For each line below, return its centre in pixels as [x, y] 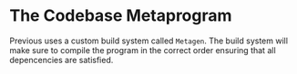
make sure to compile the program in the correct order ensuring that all [143, 50]
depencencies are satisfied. [61, 60]
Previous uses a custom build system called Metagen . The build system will [149, 41]
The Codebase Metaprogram [121, 16]
